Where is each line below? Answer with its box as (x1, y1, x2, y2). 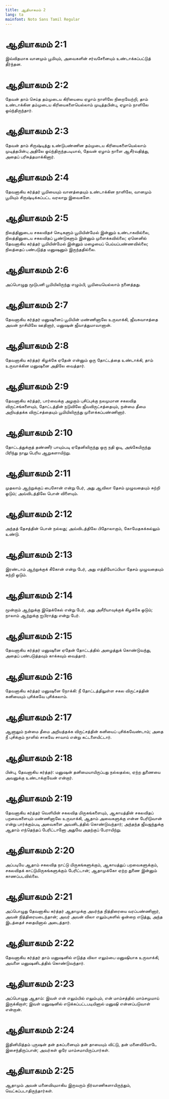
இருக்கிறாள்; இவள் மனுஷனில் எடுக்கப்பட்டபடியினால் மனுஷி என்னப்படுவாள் (5, 1001, 150, 1007)
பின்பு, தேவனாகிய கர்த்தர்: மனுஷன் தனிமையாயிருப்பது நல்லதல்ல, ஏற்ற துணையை (5, 769, 160, 775)
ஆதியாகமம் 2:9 (5, 381, 69, 392)
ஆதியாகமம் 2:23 (5, 978, 75, 990)
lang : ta (5, 12, 24, 17)
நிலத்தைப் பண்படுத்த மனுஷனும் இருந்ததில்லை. (5, 247, 96, 253)
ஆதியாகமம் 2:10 (5, 427, 73, 438)
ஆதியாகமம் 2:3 (5, 126, 69, 137)
